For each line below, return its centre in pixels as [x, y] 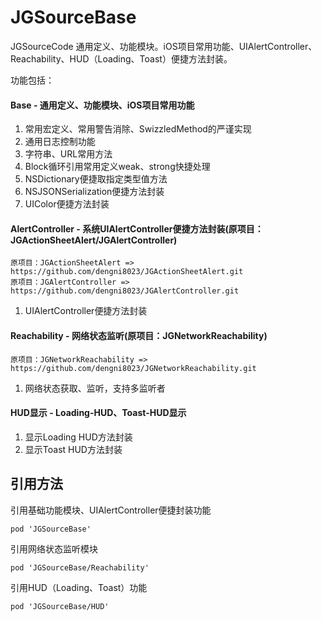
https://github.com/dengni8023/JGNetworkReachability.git [133, 368]
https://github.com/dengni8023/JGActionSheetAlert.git [127, 272]
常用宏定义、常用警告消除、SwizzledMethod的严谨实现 [138, 129]
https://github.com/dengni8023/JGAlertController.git [125, 291]
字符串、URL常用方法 [68, 154]
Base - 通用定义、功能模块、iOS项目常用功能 [102, 105]
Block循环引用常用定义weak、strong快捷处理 [117, 167]
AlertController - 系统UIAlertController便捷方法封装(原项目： [137, 228]
